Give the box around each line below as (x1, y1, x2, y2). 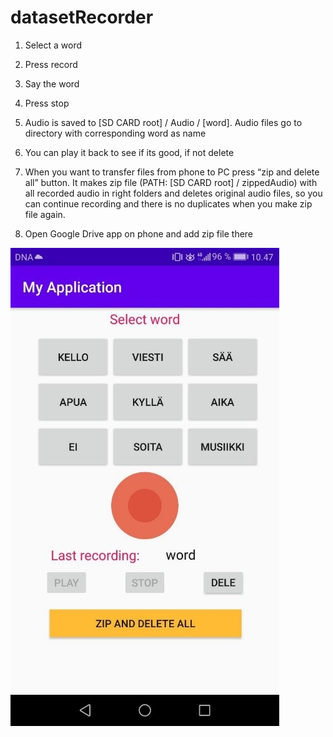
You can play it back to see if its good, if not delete (24, 146, 235, 158)
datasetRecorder (10, 6, 154, 29)
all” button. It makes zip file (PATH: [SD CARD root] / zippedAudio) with (24, 176, 318, 188)
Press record (24, 58, 78, 70)
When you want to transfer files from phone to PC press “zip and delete (24, 166, 320, 178)
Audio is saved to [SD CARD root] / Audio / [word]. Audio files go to (24, 116, 303, 128)
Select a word (24, 39, 83, 51)
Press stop (24, 97, 70, 109)
